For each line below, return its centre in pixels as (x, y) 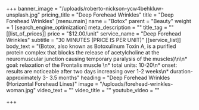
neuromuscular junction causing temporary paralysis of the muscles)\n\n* (97, 59)
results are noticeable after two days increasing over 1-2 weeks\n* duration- (100, 71)
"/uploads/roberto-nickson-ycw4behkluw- (111, 9)
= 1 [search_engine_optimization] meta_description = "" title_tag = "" (90, 27)
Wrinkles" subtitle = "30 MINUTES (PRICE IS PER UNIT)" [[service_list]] (94, 40)
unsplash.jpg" (23, 15)
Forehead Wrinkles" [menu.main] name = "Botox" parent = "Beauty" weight (99, 21)
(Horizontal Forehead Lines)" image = (52, 84)
